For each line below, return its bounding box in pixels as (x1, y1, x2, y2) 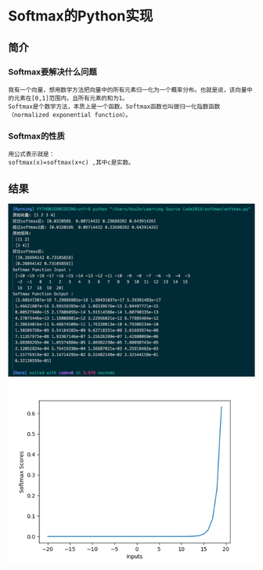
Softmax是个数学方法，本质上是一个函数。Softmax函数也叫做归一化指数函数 (8, 103, 221, 111)
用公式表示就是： (8, 151, 56, 158)
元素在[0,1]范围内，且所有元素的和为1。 (13, 94, 129, 102)
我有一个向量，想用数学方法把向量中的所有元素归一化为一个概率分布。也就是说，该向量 (8, 85, 247, 94)
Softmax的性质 (8, 130, 65, 141)
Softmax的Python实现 (8, 7, 153, 25)
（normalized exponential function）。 (8, 111, 131, 118)
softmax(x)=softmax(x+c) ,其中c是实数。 (8, 158, 135, 167)
